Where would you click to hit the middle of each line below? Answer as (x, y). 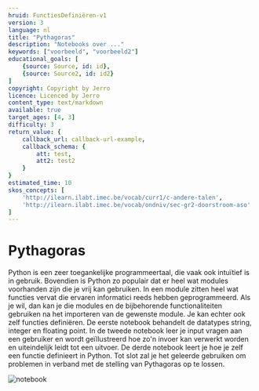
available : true (35, 110)
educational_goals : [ (44, 60)
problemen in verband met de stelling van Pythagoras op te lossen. (117, 364)
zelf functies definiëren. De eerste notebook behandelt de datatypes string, (130, 323)
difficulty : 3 (31, 125)
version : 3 (26, 23)
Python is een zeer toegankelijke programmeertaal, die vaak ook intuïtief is (129, 273)
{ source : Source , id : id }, (66, 67)
